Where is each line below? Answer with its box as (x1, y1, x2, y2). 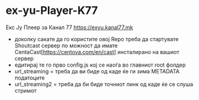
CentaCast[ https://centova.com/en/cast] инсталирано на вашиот (14, 48, 180, 55)
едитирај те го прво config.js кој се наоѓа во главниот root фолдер (14, 61, 186, 68)
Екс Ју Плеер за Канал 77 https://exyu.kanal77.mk (5, 24, 133, 31)
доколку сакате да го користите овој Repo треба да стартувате (14, 35, 179, 42)
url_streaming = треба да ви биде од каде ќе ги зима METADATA (14, 67, 180, 75)
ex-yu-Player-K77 (5, 4, 98, 18)
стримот (14, 87, 37, 94)
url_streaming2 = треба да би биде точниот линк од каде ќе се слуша (14, 80, 194, 88)
